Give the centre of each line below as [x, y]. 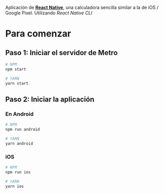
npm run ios [18, 172]
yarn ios [15, 186]
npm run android [23, 130]
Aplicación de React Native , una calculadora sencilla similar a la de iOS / [82, 7]
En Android [19, 114]
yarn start [17, 83]
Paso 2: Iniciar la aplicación [50, 99]
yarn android [19, 144]
